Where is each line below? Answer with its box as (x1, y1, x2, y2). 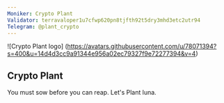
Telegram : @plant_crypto (7, 23, 79, 30)
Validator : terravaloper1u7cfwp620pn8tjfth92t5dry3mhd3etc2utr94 (7, 17, 200, 24)
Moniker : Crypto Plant (7, 10, 73, 17)
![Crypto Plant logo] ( (7, 42, 67, 51)
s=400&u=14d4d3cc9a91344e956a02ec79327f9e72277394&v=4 (7, 49, 196, 58)
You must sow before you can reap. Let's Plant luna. (7, 88, 157, 97)
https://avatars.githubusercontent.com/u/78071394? (67, 42, 217, 51)
